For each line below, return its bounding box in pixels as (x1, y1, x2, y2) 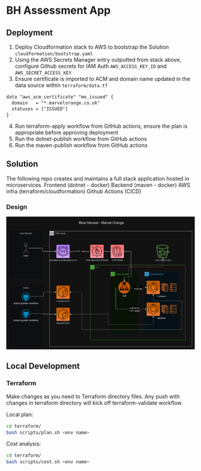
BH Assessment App (6, 4, 111, 17)
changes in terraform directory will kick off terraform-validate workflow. (6, 399, 183, 406)
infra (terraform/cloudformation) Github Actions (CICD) (6, 187, 142, 195)
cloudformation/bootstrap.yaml (14, 51, 93, 57)
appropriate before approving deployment (14, 129, 118, 136)
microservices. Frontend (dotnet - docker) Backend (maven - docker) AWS (6, 181, 190, 188)
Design (6, 202, 28, 211)
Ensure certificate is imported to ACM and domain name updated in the (14, 76, 190, 82)
